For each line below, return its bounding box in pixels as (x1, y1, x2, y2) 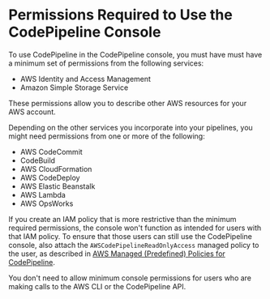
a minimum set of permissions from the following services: (8, 58, 204, 68)
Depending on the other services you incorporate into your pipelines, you (8, 122, 253, 132)
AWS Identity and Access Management (19, 74, 152, 83)
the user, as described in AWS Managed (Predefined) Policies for (8, 249, 225, 258)
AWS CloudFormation (19, 164, 92, 173)
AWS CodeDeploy (19, 173, 80, 182)
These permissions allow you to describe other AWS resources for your (8, 98, 247, 108)
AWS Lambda (19, 190, 66, 199)
